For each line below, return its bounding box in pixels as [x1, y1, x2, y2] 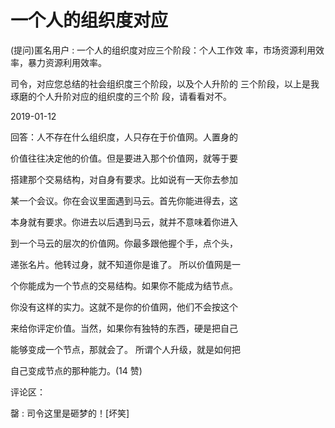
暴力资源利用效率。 [27, 56, 107, 68]
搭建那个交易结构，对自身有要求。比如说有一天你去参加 [10, 173, 238, 185]
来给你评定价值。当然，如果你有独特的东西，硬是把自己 [10, 322, 238, 334]
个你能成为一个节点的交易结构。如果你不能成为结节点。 [10, 279, 238, 291]
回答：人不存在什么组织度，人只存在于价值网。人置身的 [10, 131, 238, 143]
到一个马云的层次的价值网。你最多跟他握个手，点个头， [10, 237, 238, 249]
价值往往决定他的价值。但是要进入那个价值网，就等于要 [10, 152, 238, 164]
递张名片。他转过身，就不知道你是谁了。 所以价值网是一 [10, 258, 241, 270]
